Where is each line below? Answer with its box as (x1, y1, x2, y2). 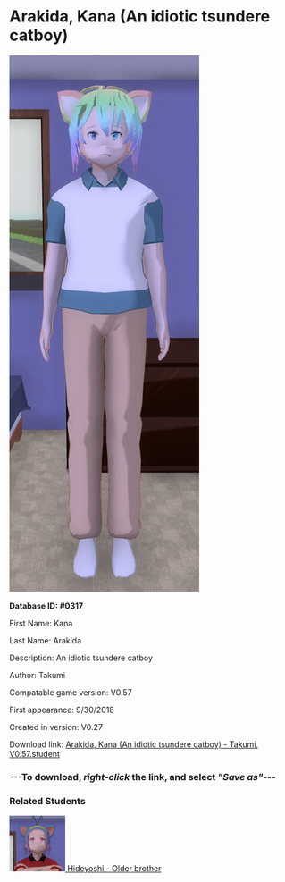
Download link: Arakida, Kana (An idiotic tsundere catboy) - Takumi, (9, 739, 259, 750)
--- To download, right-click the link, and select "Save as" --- (9, 770, 277, 783)
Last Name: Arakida (9, 634, 82, 645)
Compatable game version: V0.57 (9, 686, 132, 698)
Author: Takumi (9, 669, 65, 680)
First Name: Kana (9, 617, 73, 628)
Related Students (9, 794, 87, 807)
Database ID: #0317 (9, 601, 83, 611)
